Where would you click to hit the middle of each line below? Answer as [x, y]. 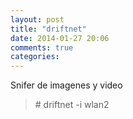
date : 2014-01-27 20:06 [60, 38]
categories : [35, 57]
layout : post [37, 19]
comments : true [42, 47]
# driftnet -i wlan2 [72, 105]
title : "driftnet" [48, 29]
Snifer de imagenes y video [66, 85]
